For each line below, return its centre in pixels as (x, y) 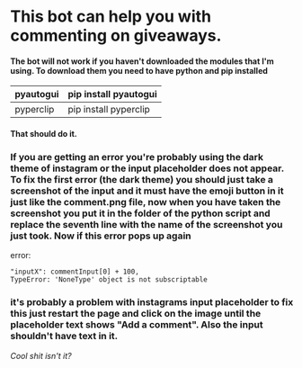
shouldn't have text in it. (64, 337)
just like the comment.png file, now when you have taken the (146, 202)
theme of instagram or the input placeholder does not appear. (147, 168)
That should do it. (44, 133)
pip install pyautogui (113, 94)
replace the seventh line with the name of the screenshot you (147, 224)
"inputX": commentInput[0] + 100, (75, 272)
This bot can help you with (111, 17)
